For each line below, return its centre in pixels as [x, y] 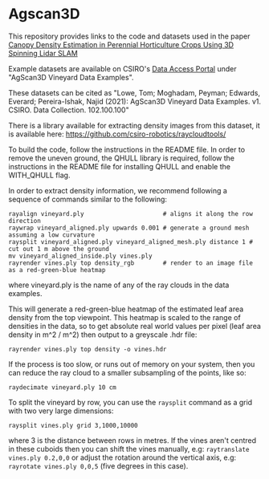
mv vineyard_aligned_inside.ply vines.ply [80, 256]
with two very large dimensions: [61, 411]
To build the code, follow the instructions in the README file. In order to [127, 149]
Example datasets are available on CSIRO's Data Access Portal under [122, 68]
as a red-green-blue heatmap [57, 270]
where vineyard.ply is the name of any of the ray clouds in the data [119, 285]
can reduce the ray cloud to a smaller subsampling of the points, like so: [127, 372]
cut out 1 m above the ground [59, 249]
